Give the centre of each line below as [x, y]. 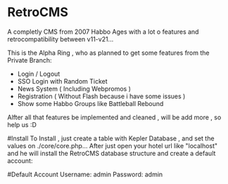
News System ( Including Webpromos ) [74, 88]
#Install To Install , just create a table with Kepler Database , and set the [111, 138]
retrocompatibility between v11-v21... [61, 39]
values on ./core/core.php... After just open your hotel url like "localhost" [113, 145]
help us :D [22, 124]
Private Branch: [30, 60]
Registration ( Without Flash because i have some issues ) [101, 96]
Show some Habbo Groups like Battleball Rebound [90, 103]
